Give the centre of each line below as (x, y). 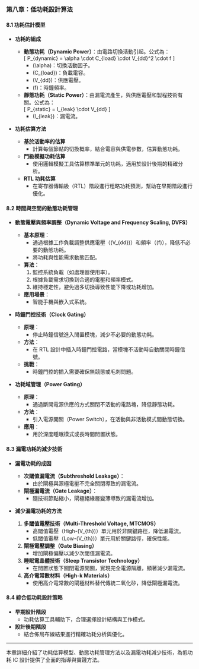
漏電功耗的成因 (33, 463)
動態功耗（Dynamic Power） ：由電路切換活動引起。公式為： (97, 52)
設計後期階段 (30, 627)
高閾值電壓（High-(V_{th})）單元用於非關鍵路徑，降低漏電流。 (108, 531)
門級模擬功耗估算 (44, 156)
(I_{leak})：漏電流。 (57, 116)
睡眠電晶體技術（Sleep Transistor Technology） (83, 560)
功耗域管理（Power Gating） (50, 384)
